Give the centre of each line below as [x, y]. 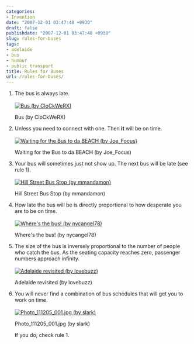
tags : [13, 44]
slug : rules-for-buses [34, 39]
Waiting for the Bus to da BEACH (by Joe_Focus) [73, 152]
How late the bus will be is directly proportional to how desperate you [98, 205]
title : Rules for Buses [35, 71]
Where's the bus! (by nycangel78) [55, 235]
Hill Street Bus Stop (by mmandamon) [60, 194]
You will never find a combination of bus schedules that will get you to [99, 294]
